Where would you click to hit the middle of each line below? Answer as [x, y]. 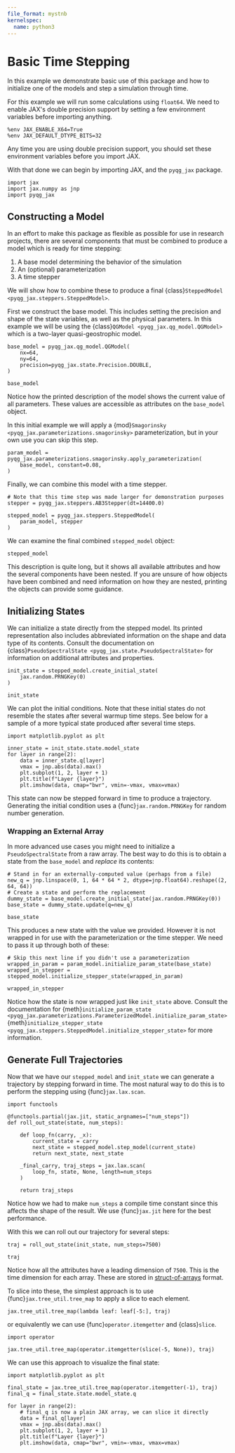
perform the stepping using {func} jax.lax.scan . [76, 1092]
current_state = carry [66, 1141]
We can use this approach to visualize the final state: [83, 1362]
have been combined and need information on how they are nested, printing [117, 582]
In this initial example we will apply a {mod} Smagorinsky [87, 425]
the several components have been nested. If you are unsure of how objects [117, 574]
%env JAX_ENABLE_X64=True [45, 130]
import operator [31, 1337]
